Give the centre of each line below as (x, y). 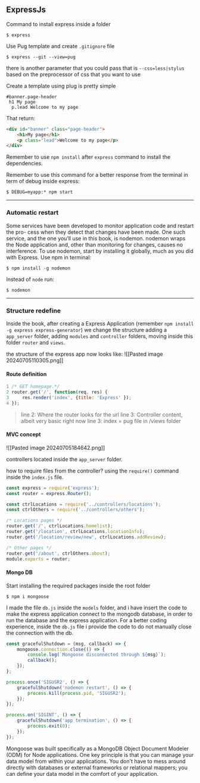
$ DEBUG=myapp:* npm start (40, 192)
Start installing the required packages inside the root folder (78, 585)
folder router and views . (36, 342)
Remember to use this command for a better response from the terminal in (97, 175)
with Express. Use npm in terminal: (49, 257)
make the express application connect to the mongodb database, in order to (99, 614)
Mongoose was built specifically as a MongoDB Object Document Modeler (98, 748)
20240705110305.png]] (35, 360)
